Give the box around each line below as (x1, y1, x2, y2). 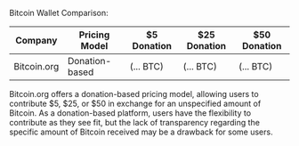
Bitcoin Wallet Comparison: (9, 8, 109, 18)
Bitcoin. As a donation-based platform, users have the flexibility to (9, 108, 252, 118)
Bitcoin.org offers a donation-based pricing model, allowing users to (9, 89, 260, 99)
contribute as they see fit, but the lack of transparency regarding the (9, 118, 261, 127)
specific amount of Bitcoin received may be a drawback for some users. (9, 126, 273, 137)
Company (14, 35, 58, 46)
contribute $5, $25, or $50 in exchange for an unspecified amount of (9, 98, 262, 109)
